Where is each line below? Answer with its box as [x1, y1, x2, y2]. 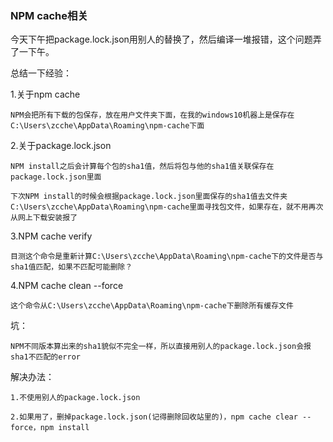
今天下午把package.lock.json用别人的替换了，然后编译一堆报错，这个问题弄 [10, 33, 322, 46]
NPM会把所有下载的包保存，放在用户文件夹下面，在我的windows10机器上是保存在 [10, 110, 295, 121]
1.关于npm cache [10, 88, 81, 101]
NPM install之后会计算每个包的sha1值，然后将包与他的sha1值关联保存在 [10, 162, 275, 172]
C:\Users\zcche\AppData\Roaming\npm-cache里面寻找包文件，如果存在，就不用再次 [10, 202, 324, 212]
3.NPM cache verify [10, 230, 93, 242]
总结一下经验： [10, 67, 72, 79]
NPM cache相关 [10, 8, 88, 22]
